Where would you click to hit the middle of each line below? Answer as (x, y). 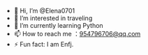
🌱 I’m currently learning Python (58, 25)
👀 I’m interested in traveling (53, 18)
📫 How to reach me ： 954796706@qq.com (77, 34)
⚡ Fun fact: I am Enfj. (44, 44)
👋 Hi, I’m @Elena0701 (44, 11)
